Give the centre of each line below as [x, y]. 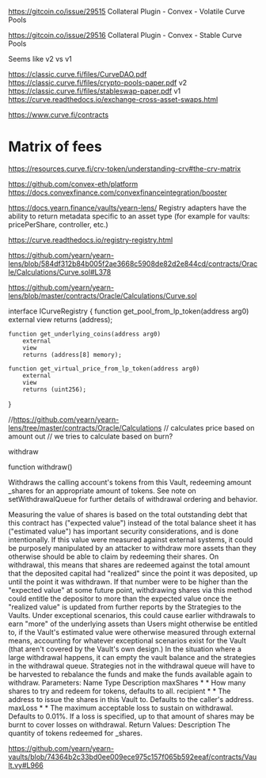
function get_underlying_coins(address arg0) [84, 334]
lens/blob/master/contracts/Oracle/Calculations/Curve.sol [103, 295]
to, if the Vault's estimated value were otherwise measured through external [132, 632]
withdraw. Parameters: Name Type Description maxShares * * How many [127, 682]
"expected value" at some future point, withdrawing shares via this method [130, 590]
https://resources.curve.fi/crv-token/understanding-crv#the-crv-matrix [125, 169]
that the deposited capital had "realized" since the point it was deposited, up [133, 573]
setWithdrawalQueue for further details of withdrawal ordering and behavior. [133, 499]
